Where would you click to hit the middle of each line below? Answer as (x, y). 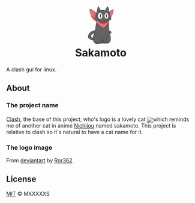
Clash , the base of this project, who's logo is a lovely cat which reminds (98, 119)
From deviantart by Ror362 (40, 160)
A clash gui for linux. (31, 69)
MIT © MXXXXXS (28, 193)
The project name (32, 105)
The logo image (29, 147)
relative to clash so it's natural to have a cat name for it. (75, 132)
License (21, 179)
